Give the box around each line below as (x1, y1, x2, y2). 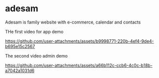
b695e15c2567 (5, 43, 35, 49)
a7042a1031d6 (5, 67, 35, 74)
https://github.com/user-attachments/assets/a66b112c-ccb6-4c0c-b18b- (5, 62, 153, 68)
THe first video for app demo (5, 28, 64, 34)
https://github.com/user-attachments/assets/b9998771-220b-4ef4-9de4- (5, 38, 154, 44)
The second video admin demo (5, 52, 68, 59)
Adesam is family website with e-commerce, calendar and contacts (5, 19, 141, 25)
